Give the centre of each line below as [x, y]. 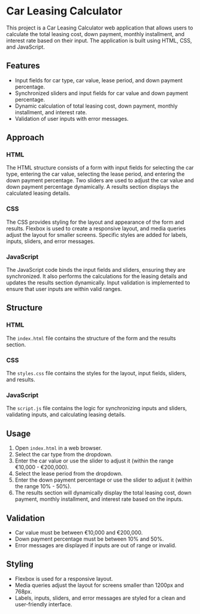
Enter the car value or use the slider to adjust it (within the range [94, 461]
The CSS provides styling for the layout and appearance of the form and [95, 222]
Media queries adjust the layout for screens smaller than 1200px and [99, 585]
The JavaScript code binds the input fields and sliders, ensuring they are [96, 270]
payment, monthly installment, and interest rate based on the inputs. [99, 499]
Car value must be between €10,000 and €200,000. [79, 532]
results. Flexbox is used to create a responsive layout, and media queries [96, 228]
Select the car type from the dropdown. [63, 455]
